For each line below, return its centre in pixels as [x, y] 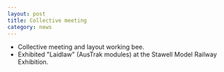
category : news [30, 27]
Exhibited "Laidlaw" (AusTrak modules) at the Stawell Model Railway [117, 54]
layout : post [27, 14]
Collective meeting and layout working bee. [81, 47]
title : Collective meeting [47, 20]
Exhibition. [33, 62]
